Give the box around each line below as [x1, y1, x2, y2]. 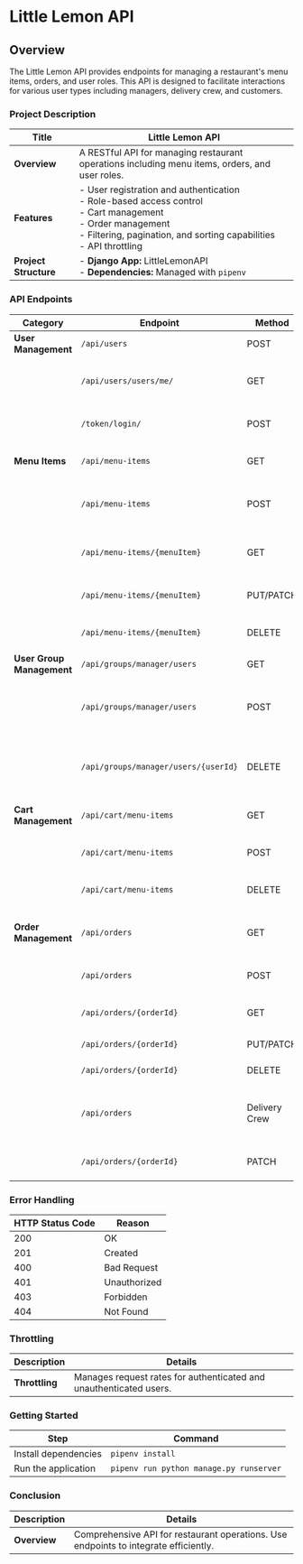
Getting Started [9, 1410, 78, 1422]
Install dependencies [14, 1448, 102, 1460]
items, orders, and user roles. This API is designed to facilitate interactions [9, 76, 286, 87]
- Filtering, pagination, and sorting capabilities [78, 228, 276, 241]
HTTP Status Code [14, 1217, 96, 1229]
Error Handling [9, 1193, 75, 1206]
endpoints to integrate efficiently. [73, 1539, 215, 1551]
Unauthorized [104, 1275, 162, 1288]
